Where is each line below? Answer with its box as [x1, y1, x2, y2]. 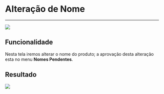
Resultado [5, 70, 37, 79]
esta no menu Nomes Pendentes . [5, 56, 73, 62]
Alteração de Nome [5, 3, 85, 15]
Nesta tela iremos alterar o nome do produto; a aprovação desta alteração [5, 51, 154, 57]
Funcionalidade [5, 38, 53, 47]
